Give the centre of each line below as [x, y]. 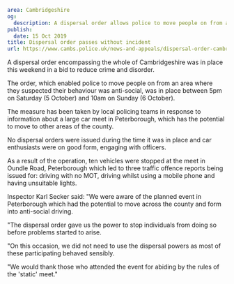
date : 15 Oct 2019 [40, 36]
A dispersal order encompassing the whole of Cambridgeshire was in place [115, 62]
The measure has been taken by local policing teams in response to [104, 112]
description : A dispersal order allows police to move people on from [118, 23]
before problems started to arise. [55, 232]
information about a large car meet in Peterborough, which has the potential [116, 119]
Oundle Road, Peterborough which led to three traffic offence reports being [115, 168]
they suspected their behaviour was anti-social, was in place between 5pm [115, 91]
